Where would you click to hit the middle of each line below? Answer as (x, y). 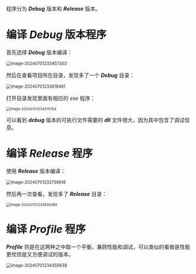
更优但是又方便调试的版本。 (40, 254)
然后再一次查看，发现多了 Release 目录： (57, 194)
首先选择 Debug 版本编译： (39, 52)
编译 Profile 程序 (46, 229)
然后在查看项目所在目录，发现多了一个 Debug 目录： (70, 75)
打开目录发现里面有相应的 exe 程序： (51, 98)
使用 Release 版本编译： (36, 171)
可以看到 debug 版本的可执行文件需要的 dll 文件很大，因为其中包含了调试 (95, 120)
